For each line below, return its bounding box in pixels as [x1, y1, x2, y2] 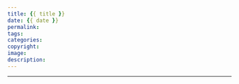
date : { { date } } [7, 17, 59, 24]
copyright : [7, 43, 40, 50]
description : [7, 56, 46, 64]
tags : [7, 30, 23, 37]
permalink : [7, 23, 40, 30]
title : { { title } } [7, 10, 65, 18]
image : [7, 50, 27, 57]
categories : [7, 37, 43, 44]
